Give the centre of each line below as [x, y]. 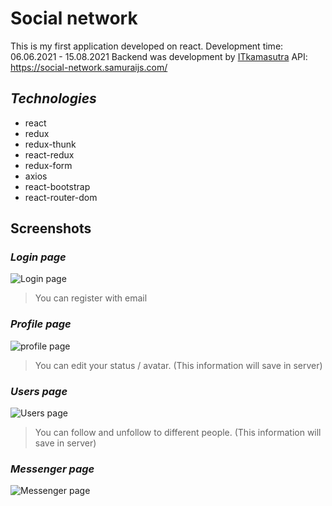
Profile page [41, 324]
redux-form [48, 165]
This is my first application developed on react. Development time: [147, 46]
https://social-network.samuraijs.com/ [89, 67]
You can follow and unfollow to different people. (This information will [178, 433]
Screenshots [51, 228]
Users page [39, 391]
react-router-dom [61, 197]
